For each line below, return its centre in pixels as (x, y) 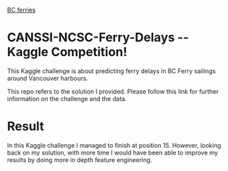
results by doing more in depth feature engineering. (80, 159)
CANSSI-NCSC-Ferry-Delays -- (98, 38)
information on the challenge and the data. (67, 98)
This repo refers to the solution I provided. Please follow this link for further (113, 91)
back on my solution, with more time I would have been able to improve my (113, 153)
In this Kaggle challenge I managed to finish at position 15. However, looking (114, 145)
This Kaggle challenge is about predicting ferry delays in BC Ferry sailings (111, 70)
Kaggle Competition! (67, 52)
